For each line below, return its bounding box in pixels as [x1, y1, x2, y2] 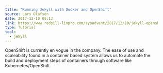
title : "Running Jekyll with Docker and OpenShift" [5, 7, 112, 12]
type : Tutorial [5, 25, 36, 30]
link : [5, 20, 16, 26]
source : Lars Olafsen [5, 12, 49, 16]
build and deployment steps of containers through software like [5, 58, 132, 63]
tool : [5, 29, 16, 34]
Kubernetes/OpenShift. [5, 62, 51, 68]
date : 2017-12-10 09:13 [5, 16, 53, 21]
